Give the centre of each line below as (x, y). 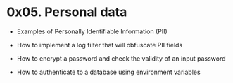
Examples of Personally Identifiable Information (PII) (92, 31)
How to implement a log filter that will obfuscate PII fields (100, 45)
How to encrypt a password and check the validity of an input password (121, 58)
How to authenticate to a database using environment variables (109, 72)
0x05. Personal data (67, 12)
